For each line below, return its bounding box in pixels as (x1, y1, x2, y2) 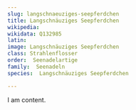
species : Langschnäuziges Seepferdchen (7, 70, 130, 77)
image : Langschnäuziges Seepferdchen (7, 43, 120, 50)
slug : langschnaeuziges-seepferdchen (7, 10, 120, 18)
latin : (7, 37, 27, 44)
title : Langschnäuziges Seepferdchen (7, 17, 120, 24)
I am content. (7, 95, 46, 104)
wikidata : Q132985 (7, 30, 62, 38)
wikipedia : (7, 23, 40, 31)
